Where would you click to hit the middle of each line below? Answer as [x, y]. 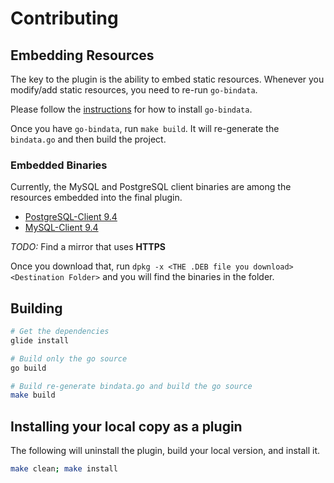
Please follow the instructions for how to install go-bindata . [131, 109]
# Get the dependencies [60, 332]
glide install [40, 340]
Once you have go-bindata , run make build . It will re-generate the [145, 128]
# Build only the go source [69, 358]
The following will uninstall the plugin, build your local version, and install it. [165, 451]
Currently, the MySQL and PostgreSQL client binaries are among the [151, 187]
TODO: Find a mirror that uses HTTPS [88, 247]
